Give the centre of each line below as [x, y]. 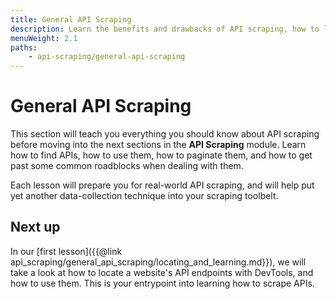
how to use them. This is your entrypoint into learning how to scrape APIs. [162, 283]
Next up [35, 227]
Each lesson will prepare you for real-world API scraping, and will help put [162, 185]
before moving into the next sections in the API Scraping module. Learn [158, 145]
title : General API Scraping [71, 19]
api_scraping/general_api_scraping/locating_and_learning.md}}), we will [158, 262]
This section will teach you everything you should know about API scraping [165, 134]
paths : [24, 47]
